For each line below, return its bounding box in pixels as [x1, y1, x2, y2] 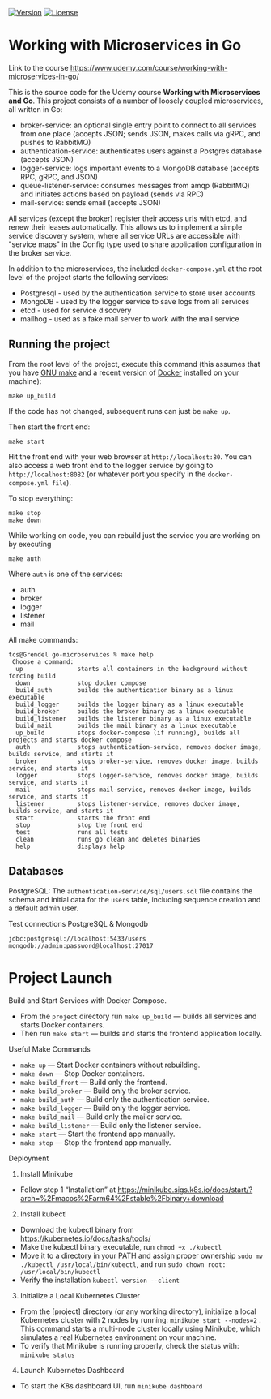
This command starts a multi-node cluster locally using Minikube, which [19, 1324, 260, 1333]
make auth [8, 554, 42, 563]
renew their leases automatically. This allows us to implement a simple [8, 222, 243, 231]
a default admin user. [8, 903, 79, 913]
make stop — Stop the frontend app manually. [19, 1137, 171, 1147]
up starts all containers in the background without [15, 665, 248, 673]
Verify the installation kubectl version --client [19, 1275, 180, 1285]
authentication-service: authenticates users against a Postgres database [19, 146, 263, 156]
